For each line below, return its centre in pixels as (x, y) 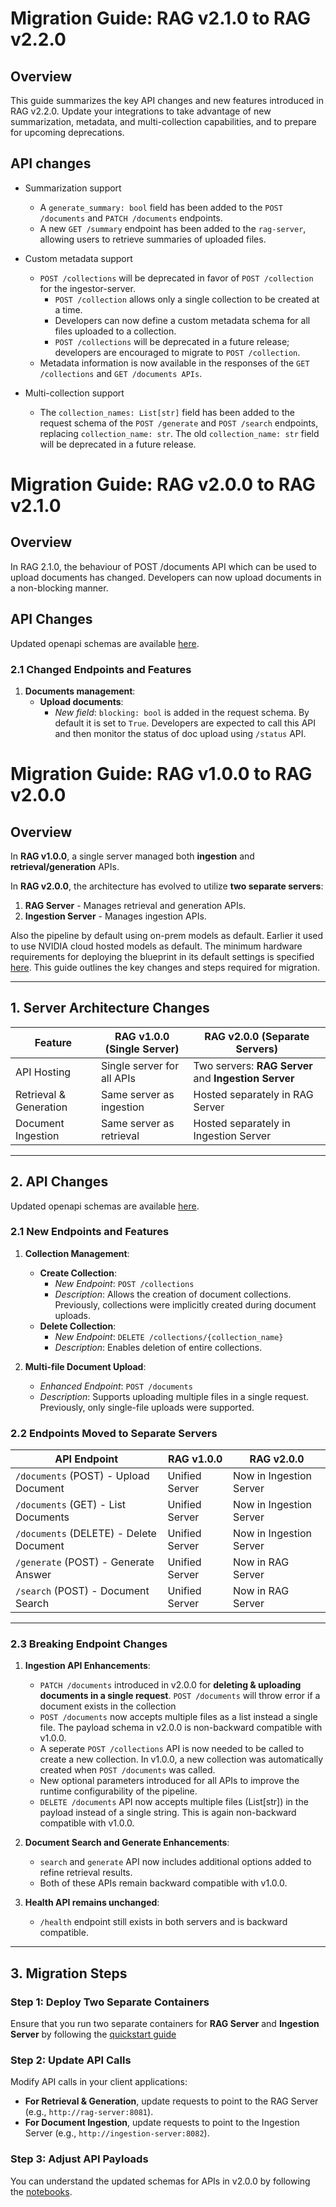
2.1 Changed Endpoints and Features (101, 669)
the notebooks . (41, 2191)
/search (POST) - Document (82, 1591)
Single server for (140, 1065)
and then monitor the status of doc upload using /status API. (180, 733)
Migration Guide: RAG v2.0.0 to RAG (163, 484)
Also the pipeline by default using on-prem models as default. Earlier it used (167, 935)
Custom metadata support (78, 258)
